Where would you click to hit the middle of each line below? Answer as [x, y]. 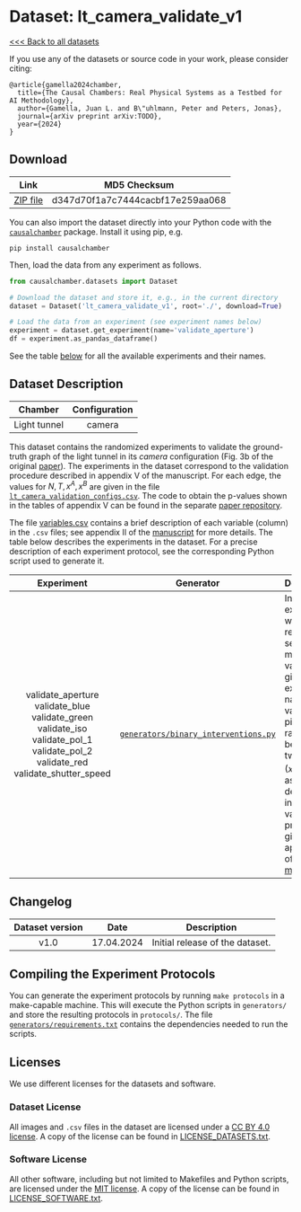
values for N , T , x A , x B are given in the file [85, 485]
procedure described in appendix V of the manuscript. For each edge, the [146, 475]
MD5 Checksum [139, 184]
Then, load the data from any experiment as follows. [105, 265]
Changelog [41, 902]
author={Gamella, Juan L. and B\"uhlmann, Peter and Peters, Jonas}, [150, 108]
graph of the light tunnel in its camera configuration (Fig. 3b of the [151, 456]
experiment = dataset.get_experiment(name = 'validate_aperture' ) [132, 331]
